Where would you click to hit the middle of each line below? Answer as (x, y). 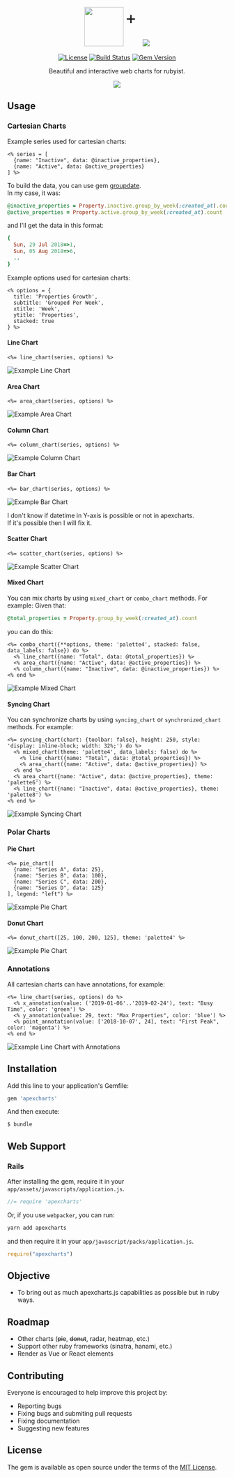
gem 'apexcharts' (32, 1098)
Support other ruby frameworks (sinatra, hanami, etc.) (95, 1347)
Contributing (36, 1376)
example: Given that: (37, 605)
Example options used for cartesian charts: (69, 278)
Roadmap (29, 1322)
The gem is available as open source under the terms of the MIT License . (112, 1467)
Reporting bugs (39, 1406)
